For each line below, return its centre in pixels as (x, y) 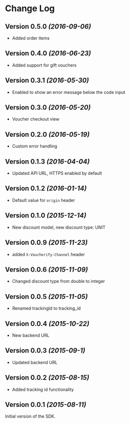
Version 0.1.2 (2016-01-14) (46, 189)
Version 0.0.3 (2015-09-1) (45, 351)
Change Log (30, 9)
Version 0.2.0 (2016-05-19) (47, 134)
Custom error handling (34, 146)
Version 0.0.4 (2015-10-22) (47, 323)
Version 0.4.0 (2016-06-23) (48, 53)
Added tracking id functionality (43, 389)
